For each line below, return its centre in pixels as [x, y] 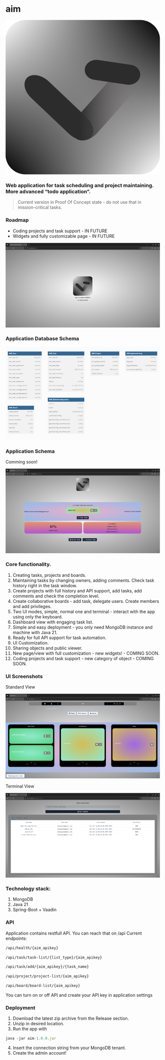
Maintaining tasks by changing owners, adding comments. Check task [83, 580]
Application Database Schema [42, 338]
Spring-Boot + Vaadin [35, 910]
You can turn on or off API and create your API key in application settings [79, 995]
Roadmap [17, 220]
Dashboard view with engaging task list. [53, 622]
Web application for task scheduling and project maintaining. [80, 185]
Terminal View [20, 786]
